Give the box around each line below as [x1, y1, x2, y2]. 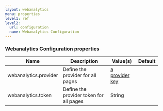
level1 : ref [5, 16, 29, 21]
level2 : [5, 20, 21, 26]
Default [138, 58, 156, 65]
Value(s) [112, 58, 132, 65]
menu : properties [5, 12, 40, 16]
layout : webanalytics [5, 7, 49, 12]
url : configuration [9, 25, 49, 30]
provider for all [63, 72, 96, 79]
